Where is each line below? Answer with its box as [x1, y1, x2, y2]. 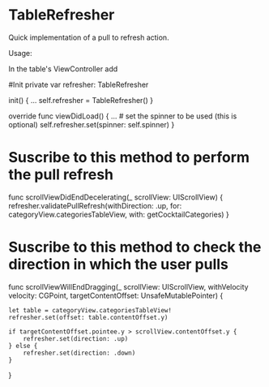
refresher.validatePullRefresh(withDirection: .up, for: [8, 200, 182, 210]
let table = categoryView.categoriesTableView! [8, 306, 173, 314]
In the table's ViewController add [8, 63, 118, 74]
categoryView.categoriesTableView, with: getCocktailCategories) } [8, 209, 229, 219]
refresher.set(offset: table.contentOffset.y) [8, 313, 169, 321]
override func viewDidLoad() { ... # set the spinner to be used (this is [8, 111, 237, 121]
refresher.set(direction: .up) [23, 334, 129, 342]
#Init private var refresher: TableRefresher [8, 80, 149, 89]
